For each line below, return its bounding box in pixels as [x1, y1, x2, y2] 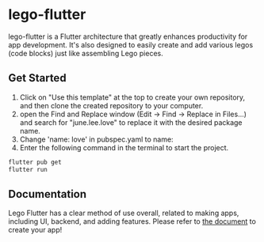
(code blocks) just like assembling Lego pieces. [8, 48, 164, 58]
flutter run [8, 165, 48, 173]
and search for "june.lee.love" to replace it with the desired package [19, 117, 243, 127]
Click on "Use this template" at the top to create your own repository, [19, 93, 246, 102]
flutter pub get [8, 158, 62, 166]
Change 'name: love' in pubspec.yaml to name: [19, 134, 174, 144]
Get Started [8, 71, 67, 85]
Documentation [8, 187, 87, 201]
